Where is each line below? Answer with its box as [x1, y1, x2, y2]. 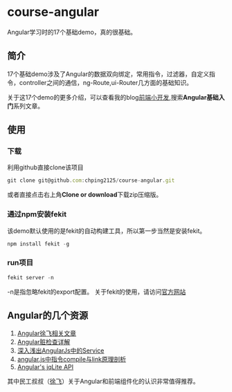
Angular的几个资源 [7, 310, 89, 321]
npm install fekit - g [7, 240, 70, 248]
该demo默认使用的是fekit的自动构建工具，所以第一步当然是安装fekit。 [7, 226, 206, 235]
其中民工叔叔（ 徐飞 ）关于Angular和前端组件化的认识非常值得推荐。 [7, 377, 199, 386]
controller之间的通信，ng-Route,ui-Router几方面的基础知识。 [19, 78, 193, 86]
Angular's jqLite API [17, 363, 74, 371]
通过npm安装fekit [7, 209, 67, 219]
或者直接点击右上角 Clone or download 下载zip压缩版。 [7, 191, 163, 199]
